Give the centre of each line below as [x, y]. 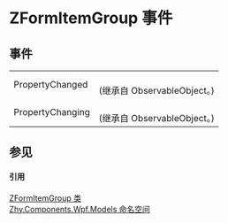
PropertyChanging [52, 112]
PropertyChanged [51, 85]
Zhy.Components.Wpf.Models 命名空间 [80, 209]
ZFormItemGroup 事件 [91, 18]
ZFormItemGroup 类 [46, 198]
